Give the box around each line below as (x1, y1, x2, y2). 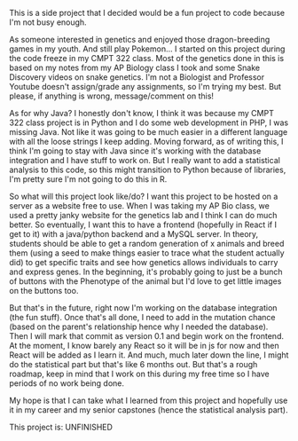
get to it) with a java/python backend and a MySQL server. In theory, (9, 229, 259, 239)
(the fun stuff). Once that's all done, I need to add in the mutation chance (9, 312, 276, 322)
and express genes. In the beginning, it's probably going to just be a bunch (9, 266, 283, 277)
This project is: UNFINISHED (9, 421, 114, 432)
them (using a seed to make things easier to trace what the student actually (9, 248, 286, 258)
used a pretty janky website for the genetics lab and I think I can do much (9, 210, 278, 220)
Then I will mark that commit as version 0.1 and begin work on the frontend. (9, 331, 284, 341)
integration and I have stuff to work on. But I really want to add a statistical (9, 155, 281, 165)
